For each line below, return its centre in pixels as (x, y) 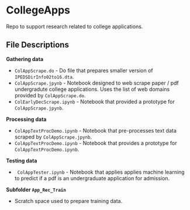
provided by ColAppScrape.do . (50, 95)
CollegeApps (38, 10)
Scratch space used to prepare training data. (68, 201)
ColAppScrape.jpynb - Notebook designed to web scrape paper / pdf (97, 83)
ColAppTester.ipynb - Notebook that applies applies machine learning (101, 172)
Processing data (26, 119)
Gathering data (25, 59)
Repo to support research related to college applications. (75, 26)
